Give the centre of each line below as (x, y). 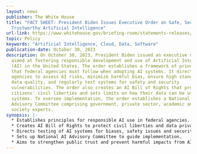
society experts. (33, 109)
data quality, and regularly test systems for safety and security (96, 83)
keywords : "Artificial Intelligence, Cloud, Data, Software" (82, 45)
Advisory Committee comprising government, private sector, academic (98, 104)
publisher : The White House (40, 17)
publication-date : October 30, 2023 (51, 50)
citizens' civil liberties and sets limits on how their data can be (98, 93)
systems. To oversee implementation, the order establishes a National (101, 98)
